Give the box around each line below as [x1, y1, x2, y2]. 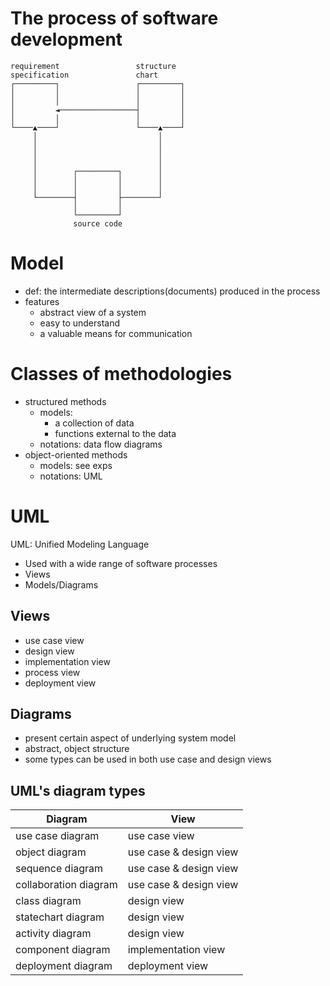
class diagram [15, 894, 82, 908]
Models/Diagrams [24, 578, 99, 591]
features [24, 295, 60, 307]
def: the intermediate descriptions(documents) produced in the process [24, 285, 321, 297]
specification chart [10, 70, 159, 80]
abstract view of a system [39, 306, 147, 318]
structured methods [24, 395, 107, 407]
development [10, 28, 123, 51]
